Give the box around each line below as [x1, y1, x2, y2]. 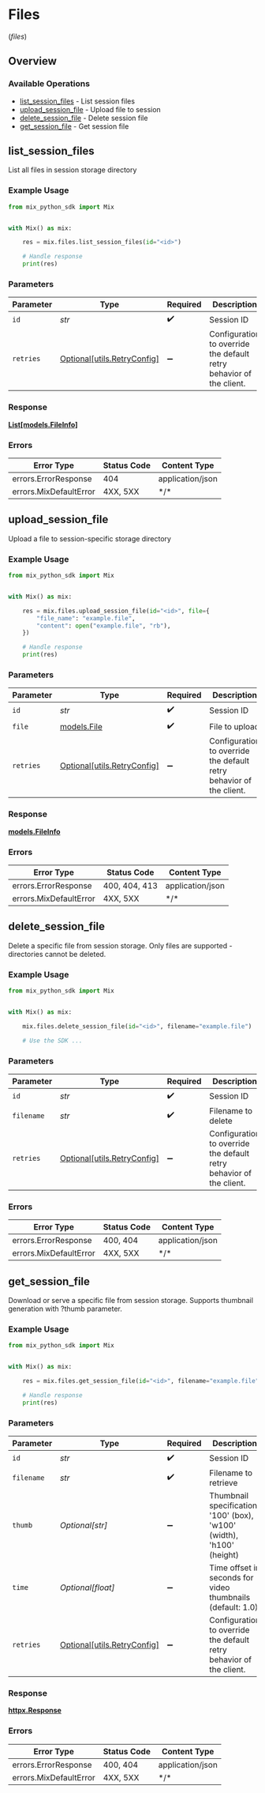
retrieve [208, 1477, 238, 1488]
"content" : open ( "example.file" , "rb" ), [36, 622, 171, 630]
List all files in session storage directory [8, 165, 137, 175]
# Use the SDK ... [22, 1037, 83, 1045]
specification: [208, 1500, 259, 1511]
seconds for [208, 1572, 254, 1583]
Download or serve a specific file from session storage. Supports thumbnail [8, 1296, 254, 1305]
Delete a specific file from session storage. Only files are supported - [8, 940, 233, 950]
